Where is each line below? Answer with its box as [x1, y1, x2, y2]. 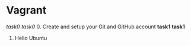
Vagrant [6, 4, 47, 17]
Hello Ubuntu [14, 34, 47, 41]
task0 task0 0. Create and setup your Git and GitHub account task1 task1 [6, 23, 185, 30]
